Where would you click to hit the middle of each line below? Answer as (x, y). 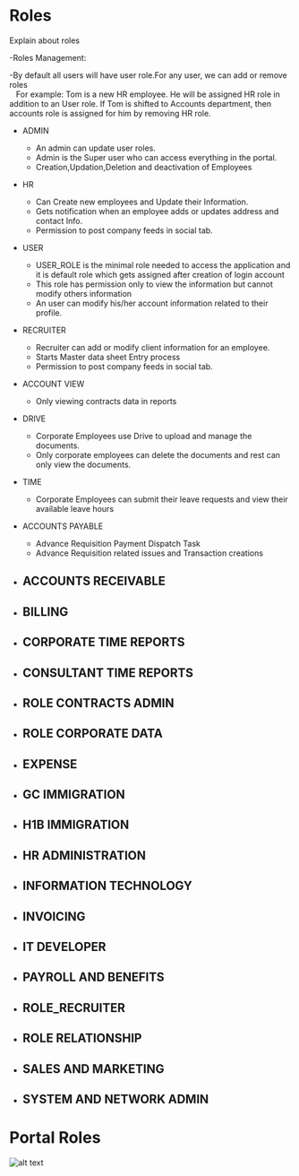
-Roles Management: (48, 57)
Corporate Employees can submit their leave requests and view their (162, 499)
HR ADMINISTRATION (84, 856)
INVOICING (54, 917)
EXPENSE (50, 764)
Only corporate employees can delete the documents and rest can (158, 454)
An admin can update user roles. (96, 148)
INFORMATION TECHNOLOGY (107, 886)
